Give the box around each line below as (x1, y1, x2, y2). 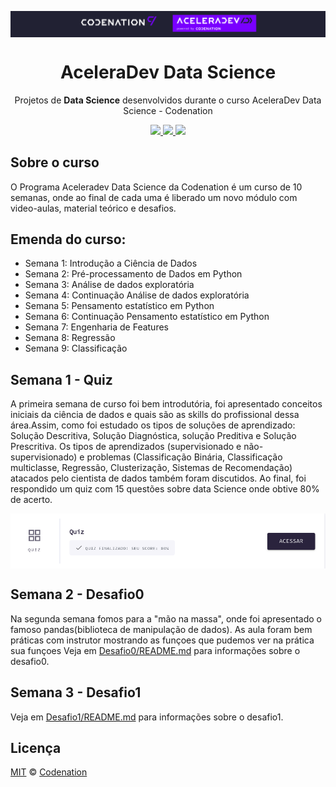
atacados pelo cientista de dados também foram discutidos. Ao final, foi (10, 472, 307, 485)
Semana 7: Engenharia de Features (24, 321, 169, 333)
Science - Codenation (123, 104, 213, 116)
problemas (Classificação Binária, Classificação (86, 451, 283, 463)
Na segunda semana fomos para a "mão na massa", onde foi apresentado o (10, 612, 322, 625)
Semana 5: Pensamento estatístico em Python (24, 300, 215, 312)
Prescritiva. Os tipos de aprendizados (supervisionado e (10, 441, 242, 453)
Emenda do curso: (10, 231, 127, 248)
